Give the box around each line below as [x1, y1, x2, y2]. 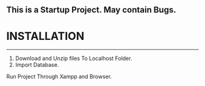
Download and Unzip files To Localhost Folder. [15, 55, 132, 62]
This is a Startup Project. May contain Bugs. [6, 5, 176, 15]
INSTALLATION [6, 29, 84, 43]
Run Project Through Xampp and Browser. [6, 73, 112, 81]
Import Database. [15, 61, 59, 68]
